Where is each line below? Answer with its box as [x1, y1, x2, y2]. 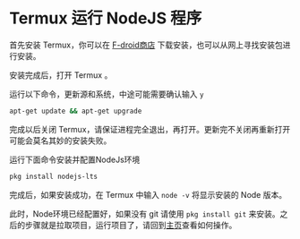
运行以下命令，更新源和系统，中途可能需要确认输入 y [9, 89, 204, 99]
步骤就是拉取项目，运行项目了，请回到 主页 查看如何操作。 [24, 219, 237, 230]
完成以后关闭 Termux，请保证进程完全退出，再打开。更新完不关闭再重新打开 [9, 124, 291, 134]
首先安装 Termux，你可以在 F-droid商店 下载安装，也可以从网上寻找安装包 [9, 39, 284, 50]
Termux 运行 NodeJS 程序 [9, 8, 202, 29]
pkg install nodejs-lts [9, 172, 99, 181]
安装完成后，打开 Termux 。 [9, 69, 113, 81]
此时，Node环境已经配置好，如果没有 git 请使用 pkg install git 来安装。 [9, 208, 280, 219]
